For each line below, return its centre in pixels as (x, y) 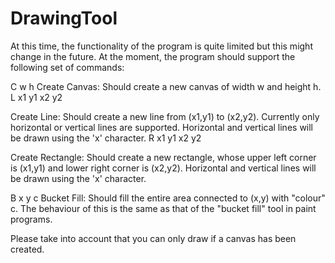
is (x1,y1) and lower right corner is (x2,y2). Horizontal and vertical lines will (163, 168)
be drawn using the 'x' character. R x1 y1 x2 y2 (106, 138)
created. (27, 249)
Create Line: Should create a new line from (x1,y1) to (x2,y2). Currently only (165, 116)
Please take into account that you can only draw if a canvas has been (153, 238)
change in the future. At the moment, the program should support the (153, 56)
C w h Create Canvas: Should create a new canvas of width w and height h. (166, 86)
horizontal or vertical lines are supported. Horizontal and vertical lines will (162, 127)
